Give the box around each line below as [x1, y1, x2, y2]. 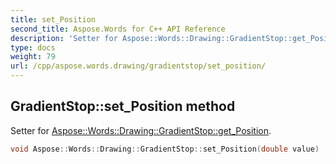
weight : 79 [10, 52, 56, 62]
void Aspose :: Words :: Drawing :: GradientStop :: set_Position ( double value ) [10, 144, 320, 154]
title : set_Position [10, 14, 97, 25]
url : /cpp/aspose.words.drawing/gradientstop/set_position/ [10, 61, 267, 71]
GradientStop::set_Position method [10, 98, 236, 115]
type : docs [10, 42, 56, 53]
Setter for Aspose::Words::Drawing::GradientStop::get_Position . [10, 124, 272, 136]
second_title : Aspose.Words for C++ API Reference [10, 24, 226, 34]
